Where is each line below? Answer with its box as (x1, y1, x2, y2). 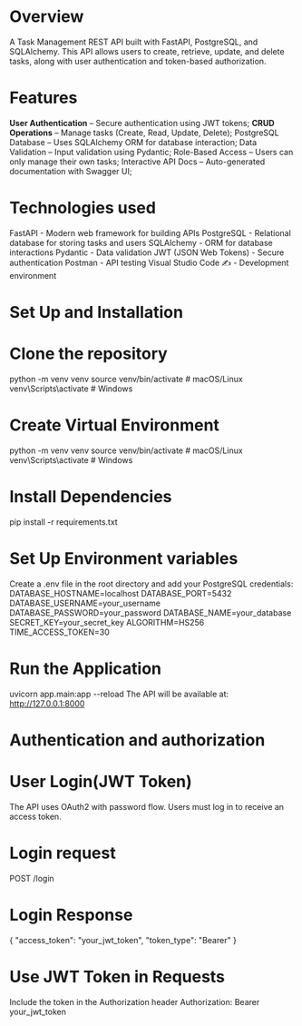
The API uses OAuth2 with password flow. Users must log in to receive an (9, 801, 284, 812)
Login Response (9, 904, 133, 925)
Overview (9, 6, 84, 27)
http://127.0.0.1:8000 (9, 697, 85, 709)
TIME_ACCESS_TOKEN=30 (9, 626, 111, 637)
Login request (9, 843, 116, 863)
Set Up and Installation (9, 302, 184, 322)
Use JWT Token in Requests (9, 966, 225, 987)
